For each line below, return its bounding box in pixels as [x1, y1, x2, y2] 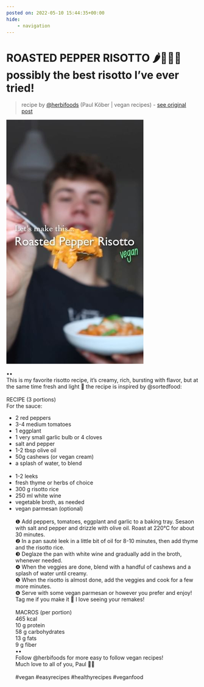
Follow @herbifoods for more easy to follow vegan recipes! [15, 654, 164, 661]
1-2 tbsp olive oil [15, 447, 57, 454]
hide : [6, 16, 20, 23]
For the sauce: [6, 403, 43, 410]
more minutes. [15, 583, 52, 590]
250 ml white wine [15, 492, 62, 500]
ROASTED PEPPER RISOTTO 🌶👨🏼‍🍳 [6, 51, 181, 65]
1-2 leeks [15, 473, 38, 480]
